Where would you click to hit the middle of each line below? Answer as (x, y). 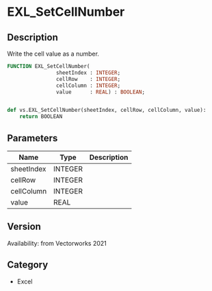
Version (24, 227)
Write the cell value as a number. (53, 54)
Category (28, 265)
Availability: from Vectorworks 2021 (57, 243)
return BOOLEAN (41, 117)
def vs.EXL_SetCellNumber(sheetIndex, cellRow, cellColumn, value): (107, 110)
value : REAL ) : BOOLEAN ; (101, 92)
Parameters (32, 138)
